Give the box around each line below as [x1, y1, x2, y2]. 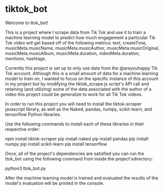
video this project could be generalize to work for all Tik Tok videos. [5, 91, 143, 97]
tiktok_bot [5, 3, 48, 15]
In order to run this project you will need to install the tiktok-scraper [5, 101, 142, 107]
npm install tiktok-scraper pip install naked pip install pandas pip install [5, 136, 149, 142]
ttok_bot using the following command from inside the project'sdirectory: [5, 155, 153, 161]
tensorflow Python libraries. [5, 111, 62, 117]
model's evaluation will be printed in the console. [5, 180, 104, 186]
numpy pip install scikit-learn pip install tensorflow [5, 141, 107, 147]
